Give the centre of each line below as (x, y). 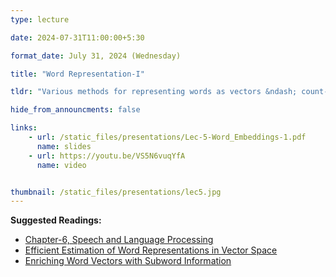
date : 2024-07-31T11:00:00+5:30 (77, 37)
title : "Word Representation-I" (77, 74)
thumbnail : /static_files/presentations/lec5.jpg (116, 192)
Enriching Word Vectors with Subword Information (128, 261)
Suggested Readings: (56, 220)
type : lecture (40, 19)
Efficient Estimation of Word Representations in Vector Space (151, 250)
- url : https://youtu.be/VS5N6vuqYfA (107, 156)
